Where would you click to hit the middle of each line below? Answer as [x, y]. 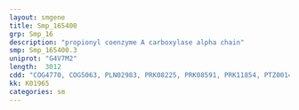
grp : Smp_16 [31, 34]
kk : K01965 [29, 83]
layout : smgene [37, 17]
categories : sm [37, 91]
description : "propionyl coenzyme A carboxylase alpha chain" [127, 42]
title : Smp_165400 [43, 26]
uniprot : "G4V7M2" [43, 59]
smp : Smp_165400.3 [43, 51]
